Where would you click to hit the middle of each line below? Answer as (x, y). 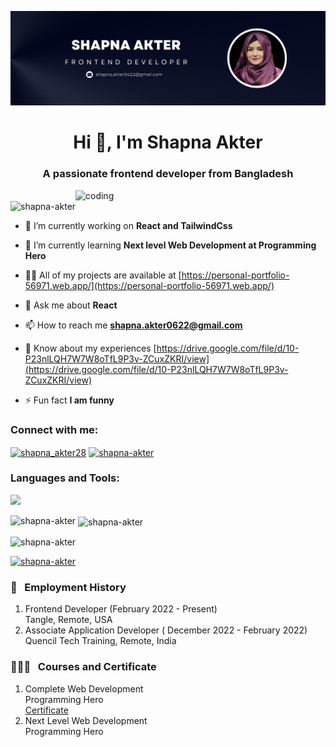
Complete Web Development (84, 688)
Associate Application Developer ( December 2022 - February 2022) (166, 630)
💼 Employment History (68, 588)
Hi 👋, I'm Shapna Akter (168, 142)
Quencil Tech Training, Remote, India (100, 641)
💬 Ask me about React (71, 305)
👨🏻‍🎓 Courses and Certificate (83, 667)
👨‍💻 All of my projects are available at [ (103, 275)
